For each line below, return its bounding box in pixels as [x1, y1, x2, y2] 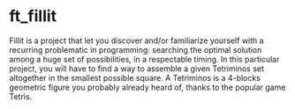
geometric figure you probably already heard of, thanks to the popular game [9, 82, 286, 92]
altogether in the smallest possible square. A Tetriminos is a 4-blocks [9, 72, 261, 83]
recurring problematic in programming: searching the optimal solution [9, 44, 262, 54]
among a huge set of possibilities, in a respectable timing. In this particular [9, 54, 280, 64]
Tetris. [9, 91, 33, 102]
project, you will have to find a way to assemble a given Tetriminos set [9, 63, 265, 74]
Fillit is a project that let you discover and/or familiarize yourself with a [9, 35, 264, 46]
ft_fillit [9, 6, 57, 26]
